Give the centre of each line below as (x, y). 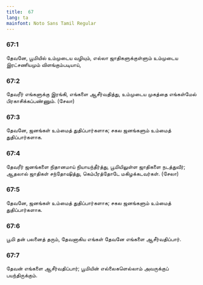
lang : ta (17, 18)
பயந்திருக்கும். (22, 275)
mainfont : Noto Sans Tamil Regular (51, 23)
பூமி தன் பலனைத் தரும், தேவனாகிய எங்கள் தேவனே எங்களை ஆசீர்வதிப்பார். (94, 239)
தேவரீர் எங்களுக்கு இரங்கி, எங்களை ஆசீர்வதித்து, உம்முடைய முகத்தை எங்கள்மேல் (101, 94)
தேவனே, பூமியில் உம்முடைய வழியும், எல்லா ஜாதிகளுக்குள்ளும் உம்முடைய (92, 58)
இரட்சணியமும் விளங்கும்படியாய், (44, 65)
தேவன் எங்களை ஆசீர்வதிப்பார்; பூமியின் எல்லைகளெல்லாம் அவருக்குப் (88, 269)
